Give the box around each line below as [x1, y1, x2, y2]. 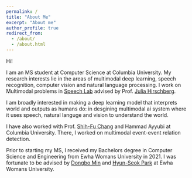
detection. [6, 135, 31, 142]
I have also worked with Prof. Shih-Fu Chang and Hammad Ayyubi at [6, 123, 171, 130]
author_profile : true [6, 25, 59, 31]
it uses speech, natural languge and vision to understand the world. [6, 111, 169, 118]
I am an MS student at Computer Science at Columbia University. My [6, 69, 172, 76]
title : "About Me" [6, 14, 51, 20]
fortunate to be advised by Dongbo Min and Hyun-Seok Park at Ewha [6, 159, 173, 166]
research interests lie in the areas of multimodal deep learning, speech [6, 75, 176, 82]
